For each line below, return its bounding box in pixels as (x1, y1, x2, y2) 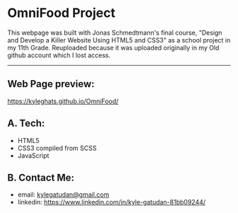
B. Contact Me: (7, 171, 74, 183)
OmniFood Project (7, 5, 115, 21)
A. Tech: (7, 117, 45, 129)
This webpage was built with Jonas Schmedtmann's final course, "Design (7, 28, 222, 37)
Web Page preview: (7, 78, 95, 90)
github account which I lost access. (7, 51, 111, 59)
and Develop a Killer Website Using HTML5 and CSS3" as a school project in (7, 35, 231, 44)
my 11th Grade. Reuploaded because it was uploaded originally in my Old (7, 43, 220, 52)
